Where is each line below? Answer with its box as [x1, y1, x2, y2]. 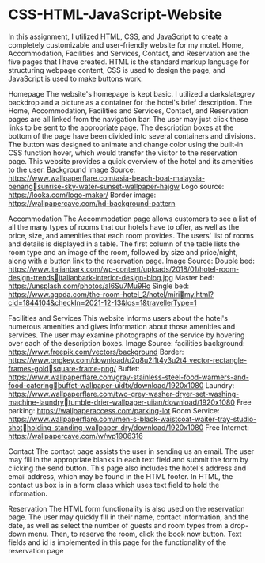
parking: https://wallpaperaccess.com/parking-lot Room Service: [8, 405, 220, 415]
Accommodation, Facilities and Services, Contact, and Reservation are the [8, 48, 251, 58]
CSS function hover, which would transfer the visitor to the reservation [8, 148, 237, 158]
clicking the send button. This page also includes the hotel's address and [8, 463, 247, 473]
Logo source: [180, 181, 225, 191]
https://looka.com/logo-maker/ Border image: [8, 190, 157, 200]
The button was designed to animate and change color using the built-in [8, 139, 244, 149]
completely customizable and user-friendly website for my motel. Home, [8, 40, 244, 49]
